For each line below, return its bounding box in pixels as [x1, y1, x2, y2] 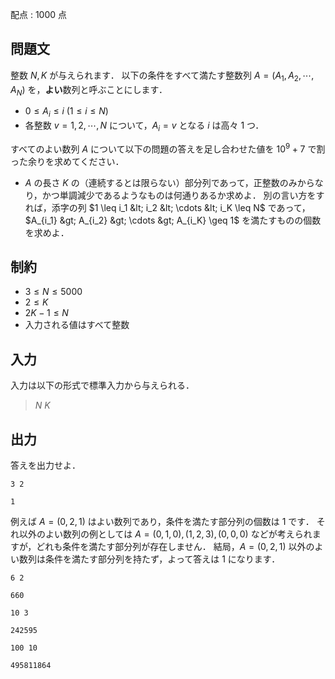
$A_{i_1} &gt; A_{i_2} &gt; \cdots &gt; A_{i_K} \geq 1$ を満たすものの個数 [24, 214, 322, 226]
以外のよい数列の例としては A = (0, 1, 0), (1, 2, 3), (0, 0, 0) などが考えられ [18, 528, 313, 540]
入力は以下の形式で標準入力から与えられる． [10, 379, 195, 392]
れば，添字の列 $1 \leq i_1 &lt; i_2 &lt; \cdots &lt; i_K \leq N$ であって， [24, 201, 311, 213]
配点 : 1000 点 [10, 9, 68, 20]
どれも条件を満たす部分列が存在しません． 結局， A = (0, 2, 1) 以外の [36, 541, 315, 553]
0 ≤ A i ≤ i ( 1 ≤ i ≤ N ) [24, 105, 109, 120]
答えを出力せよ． [10, 459, 81, 472]
